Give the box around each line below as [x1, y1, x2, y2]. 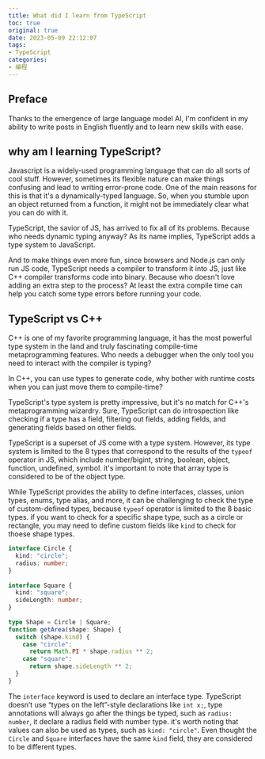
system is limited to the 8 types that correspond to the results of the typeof [8, 447, 253, 456]
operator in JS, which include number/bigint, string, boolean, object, [8, 455, 231, 464]
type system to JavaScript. [8, 240, 96, 250]
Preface [8, 93, 48, 106]
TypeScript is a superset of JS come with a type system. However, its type [8, 438, 251, 448]
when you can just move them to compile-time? [8, 382, 164, 392]
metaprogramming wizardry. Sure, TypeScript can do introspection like [8, 406, 239, 416]
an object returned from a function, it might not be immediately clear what [8, 200, 249, 209]
